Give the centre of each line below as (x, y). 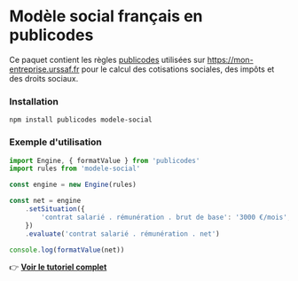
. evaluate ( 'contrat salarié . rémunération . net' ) (122, 234)
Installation (34, 101)
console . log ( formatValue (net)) (67, 250)
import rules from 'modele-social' (75, 169)
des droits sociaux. (44, 78)
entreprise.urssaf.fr (44, 69)
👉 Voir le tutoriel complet (58, 267)
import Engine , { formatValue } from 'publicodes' (105, 160)
